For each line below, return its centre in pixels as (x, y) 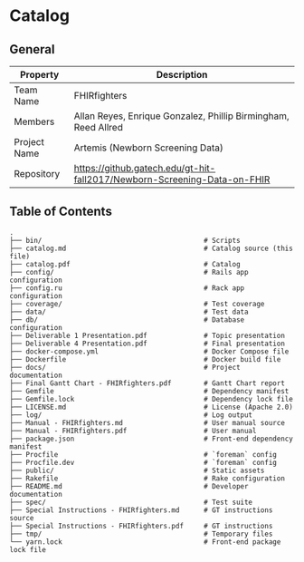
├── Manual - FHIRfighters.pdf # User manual (133, 431)
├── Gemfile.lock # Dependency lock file (152, 399)
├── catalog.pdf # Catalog (125, 264)
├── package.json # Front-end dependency (152, 439)
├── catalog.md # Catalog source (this (152, 248)
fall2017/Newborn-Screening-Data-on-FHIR (172, 179)
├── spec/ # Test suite (131, 502)
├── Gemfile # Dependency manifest (149, 391)
